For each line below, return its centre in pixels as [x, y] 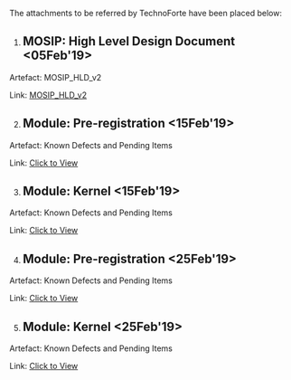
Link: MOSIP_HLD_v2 [48, 95]
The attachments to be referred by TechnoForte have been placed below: [146, 13]
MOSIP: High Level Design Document [129, 41]
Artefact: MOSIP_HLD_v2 [56, 77]
